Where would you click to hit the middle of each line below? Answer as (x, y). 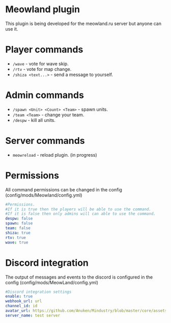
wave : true (17, 242)
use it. (12, 29)
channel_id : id (21, 306)
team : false (18, 228)
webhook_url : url (24, 301)
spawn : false (19, 223)
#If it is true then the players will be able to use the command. (78, 209)
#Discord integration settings (38, 292)
